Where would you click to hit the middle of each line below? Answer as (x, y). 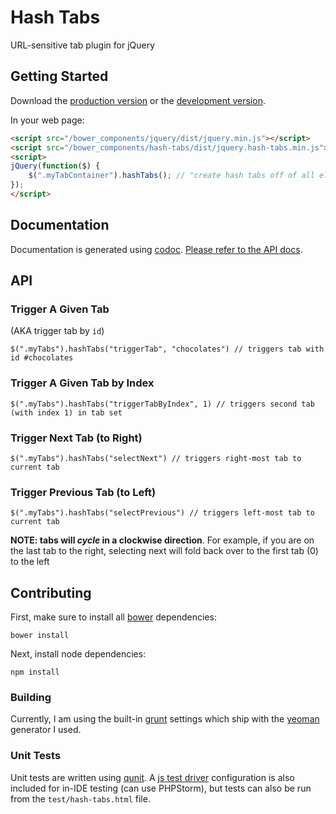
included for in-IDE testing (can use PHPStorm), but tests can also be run (161, 788)
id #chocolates (42, 358)
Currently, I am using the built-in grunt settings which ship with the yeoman (165, 719)
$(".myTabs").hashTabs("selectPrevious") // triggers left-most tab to (162, 513)
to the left (30, 562)
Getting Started (59, 76)
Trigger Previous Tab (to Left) (83, 492)
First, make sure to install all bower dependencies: (113, 617)
